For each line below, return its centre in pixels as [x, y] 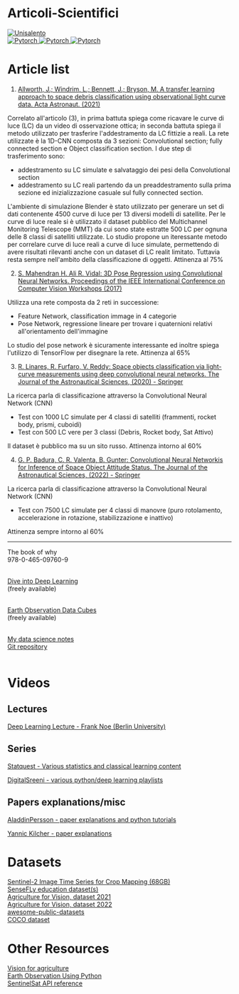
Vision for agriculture [38, 968]
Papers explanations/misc [67, 802]
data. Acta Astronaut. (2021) [59, 104]
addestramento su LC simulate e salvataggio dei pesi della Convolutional [124, 170]
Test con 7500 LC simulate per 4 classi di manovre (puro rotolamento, [120, 510]
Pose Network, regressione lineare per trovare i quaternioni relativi [115, 323]
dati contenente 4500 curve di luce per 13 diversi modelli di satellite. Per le [117, 214]
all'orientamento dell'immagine [63, 331]
